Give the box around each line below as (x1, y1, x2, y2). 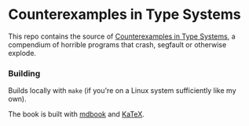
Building (8, 68, 41, 79)
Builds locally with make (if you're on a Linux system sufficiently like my (8, 86, 237, 95)
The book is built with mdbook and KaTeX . (8, 109, 145, 119)
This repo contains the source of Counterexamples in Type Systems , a (8, 31, 236, 41)
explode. (8, 48, 37, 57)
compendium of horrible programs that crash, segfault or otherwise (8, 39, 227, 49)
